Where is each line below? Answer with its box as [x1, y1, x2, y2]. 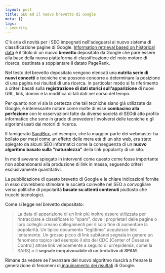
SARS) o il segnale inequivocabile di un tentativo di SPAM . [17, 248, 138, 254]
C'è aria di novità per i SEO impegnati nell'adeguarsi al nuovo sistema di [5, 39, 152, 45]
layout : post [5, 7, 32, 12]
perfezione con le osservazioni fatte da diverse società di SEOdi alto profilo [5, 111, 160, 117]
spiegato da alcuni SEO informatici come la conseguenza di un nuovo [5, 141, 147, 147]
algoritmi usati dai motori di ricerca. [5, 121, 78, 127]
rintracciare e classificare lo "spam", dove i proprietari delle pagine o [17, 216, 157, 222]
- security [5, 26, 28, 31]
